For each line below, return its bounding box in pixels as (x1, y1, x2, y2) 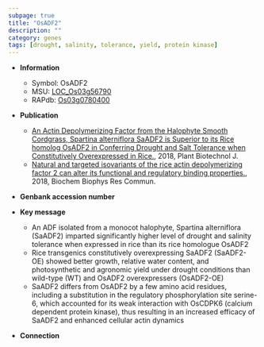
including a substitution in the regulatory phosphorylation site (31, 291, 232, 300)
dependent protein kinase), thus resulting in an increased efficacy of (31, 307, 255, 317)
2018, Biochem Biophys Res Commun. (31, 176, 156, 187)
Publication (19, 110, 59, 120)
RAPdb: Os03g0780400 (31, 95, 110, 105)
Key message (19, 207, 66, 217)
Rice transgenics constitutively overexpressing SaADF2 (31, 248, 212, 258)
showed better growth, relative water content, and (45, 256, 209, 266)
